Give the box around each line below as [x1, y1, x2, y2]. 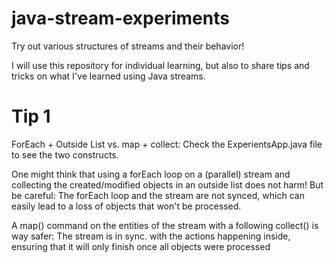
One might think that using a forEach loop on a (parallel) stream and [11, 168, 291, 180]
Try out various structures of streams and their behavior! [11, 40, 245, 52]
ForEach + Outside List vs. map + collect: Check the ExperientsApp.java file [11, 138, 323, 150]
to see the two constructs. [11, 148, 119, 161]
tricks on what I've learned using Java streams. [11, 70, 206, 82]
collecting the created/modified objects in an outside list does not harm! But [11, 178, 324, 191]
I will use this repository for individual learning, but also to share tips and [11, 59, 310, 71]
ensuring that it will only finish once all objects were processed [11, 240, 271, 252]
